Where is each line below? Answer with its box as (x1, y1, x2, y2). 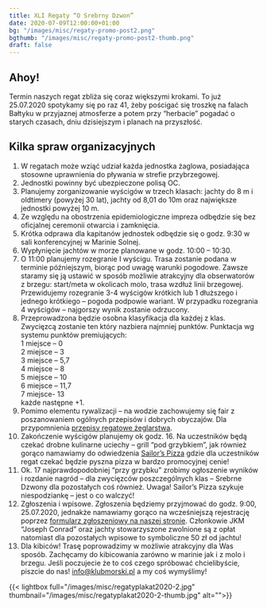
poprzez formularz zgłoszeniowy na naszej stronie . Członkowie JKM (20, 516, 245, 525)
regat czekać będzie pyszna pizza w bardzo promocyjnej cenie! (20, 456, 230, 466)
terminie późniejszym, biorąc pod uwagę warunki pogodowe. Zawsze (20, 262, 249, 272)
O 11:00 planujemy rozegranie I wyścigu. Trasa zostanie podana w (20, 254, 237, 263)
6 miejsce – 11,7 (20, 381, 72, 390)
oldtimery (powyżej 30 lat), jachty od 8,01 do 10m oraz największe (20, 195, 238, 204)
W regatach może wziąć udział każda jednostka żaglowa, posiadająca (20, 161, 250, 171)
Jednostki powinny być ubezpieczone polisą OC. (20, 178, 181, 188)
